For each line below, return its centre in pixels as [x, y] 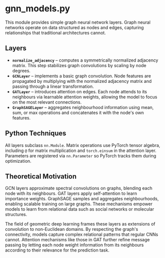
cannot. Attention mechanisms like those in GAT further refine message [78, 240]
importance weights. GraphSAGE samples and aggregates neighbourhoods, [82, 199]
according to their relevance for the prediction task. [57, 250]
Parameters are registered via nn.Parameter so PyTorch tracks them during [81, 155]
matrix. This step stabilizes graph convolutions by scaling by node [79, 65]
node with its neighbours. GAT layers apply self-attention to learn [71, 193]
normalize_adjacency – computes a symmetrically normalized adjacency [85, 60]
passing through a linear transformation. [53, 86]
